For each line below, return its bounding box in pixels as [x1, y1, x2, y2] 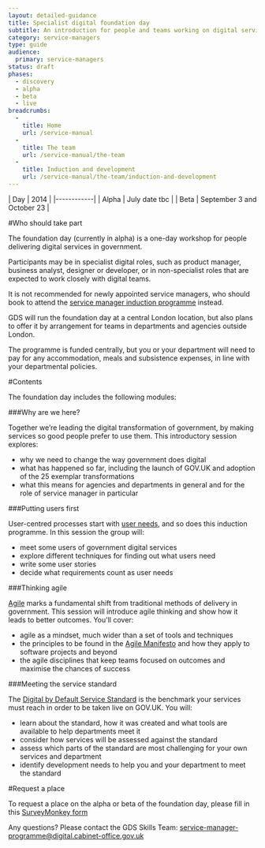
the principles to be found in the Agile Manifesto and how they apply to [19, 638, 250, 648]
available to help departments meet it [19, 727, 140, 736]
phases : [8, 70, 34, 78]
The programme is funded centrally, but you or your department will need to [8, 345, 256, 354]
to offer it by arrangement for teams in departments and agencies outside [8, 321, 247, 331]
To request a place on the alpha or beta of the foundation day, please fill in [8, 798, 250, 809]
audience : [8, 48, 41, 56]
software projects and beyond [19, 647, 118, 656]
